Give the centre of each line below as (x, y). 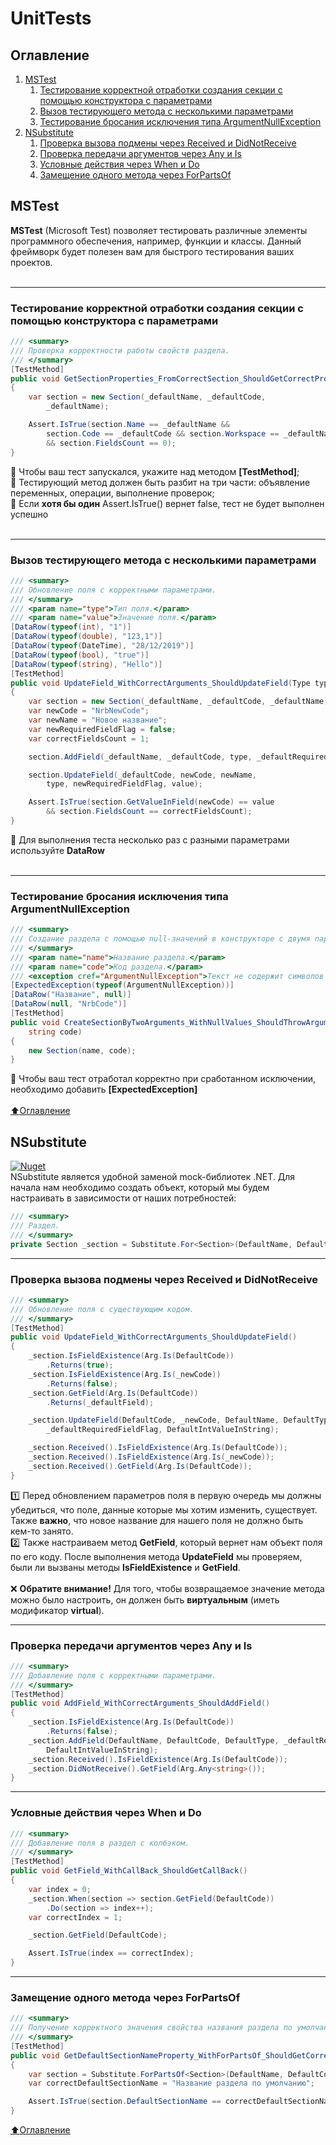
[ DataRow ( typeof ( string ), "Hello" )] (86, 664)
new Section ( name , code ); (82, 1050)
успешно (29, 514)
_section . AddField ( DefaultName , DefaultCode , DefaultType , (154, 1740)
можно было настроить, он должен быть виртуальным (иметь (145, 1599)
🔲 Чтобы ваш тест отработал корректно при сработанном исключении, (163, 1079)
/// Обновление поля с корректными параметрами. (113, 590)
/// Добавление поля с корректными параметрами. (113, 1675)
